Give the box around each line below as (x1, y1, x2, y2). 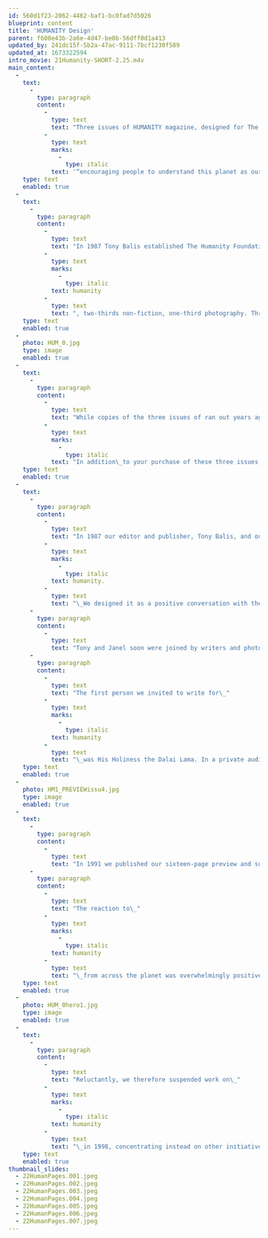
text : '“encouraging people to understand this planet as (50, 168, 248, 176)
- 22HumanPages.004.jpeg (15, 1195, 98, 1203)
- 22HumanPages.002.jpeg (15, 1180, 98, 1188)
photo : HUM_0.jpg (22, 339, 81, 347)
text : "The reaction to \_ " (50, 904, 141, 912)
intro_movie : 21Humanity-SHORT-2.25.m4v (8, 57, 145, 65)
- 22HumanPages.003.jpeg (15, 1188, 98, 1196)
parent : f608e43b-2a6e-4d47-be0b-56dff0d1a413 (8, 34, 166, 42)
